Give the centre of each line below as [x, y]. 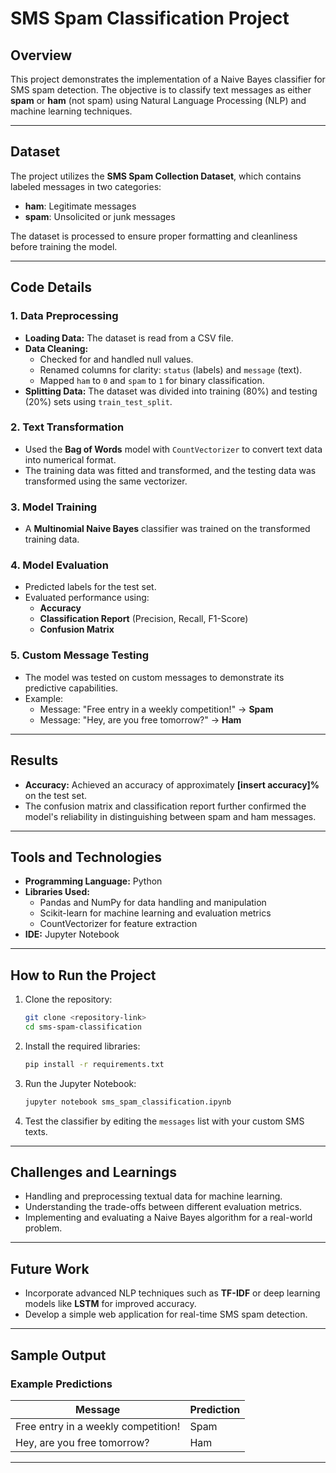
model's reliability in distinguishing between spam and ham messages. [170, 816]
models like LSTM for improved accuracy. [110, 1304]
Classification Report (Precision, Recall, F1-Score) [144, 619]
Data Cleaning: [56, 348]
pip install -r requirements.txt [94, 1064]
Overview [41, 55]
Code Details [51, 287]
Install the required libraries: [82, 1046]
